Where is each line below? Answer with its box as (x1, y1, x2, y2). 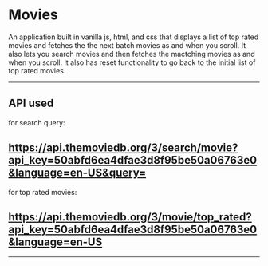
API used (8, 97, 54, 110)
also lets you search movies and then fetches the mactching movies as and (8, 49, 255, 58)
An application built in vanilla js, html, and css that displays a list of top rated (8, 32, 259, 42)
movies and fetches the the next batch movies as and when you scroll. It (8, 40, 246, 50)
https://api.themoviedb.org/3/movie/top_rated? (8, 210, 253, 224)
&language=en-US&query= (8, 166, 147, 180)
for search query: (8, 117, 65, 127)
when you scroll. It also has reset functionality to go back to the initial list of (8, 58, 256, 67)
